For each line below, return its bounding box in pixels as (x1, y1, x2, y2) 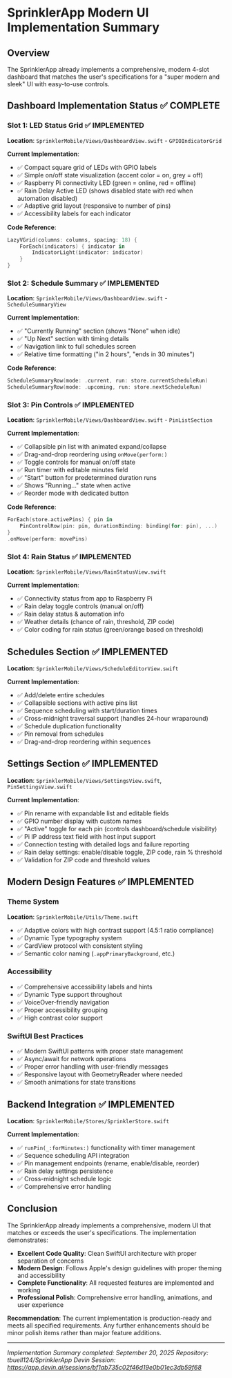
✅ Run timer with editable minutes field (17, 466, 128, 474)
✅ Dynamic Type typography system (17, 933, 122, 942)
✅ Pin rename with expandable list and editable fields (17, 809, 169, 817)
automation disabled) (17, 194, 78, 202)
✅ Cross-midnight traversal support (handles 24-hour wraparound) (17, 715, 209, 723)
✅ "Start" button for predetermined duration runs (17, 474, 157, 482)
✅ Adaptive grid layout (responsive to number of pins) (17, 202, 171, 210)
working (17, 1285, 41, 1294)
